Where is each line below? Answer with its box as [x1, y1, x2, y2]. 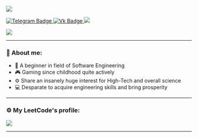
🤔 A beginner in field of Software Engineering [14, 62, 125, 69]
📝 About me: [6, 48, 42, 57]
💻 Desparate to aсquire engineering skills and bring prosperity [14, 84, 168, 91]
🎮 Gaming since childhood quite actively [14, 68, 115, 76]
